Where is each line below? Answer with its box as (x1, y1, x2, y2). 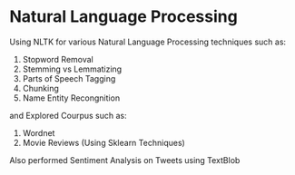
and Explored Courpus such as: (9, 110, 127, 121)
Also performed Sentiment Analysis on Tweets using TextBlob (9, 154, 241, 165)
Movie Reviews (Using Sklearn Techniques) (22, 137, 186, 148)
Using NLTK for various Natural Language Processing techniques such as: (9, 36, 287, 47)
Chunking (22, 83, 59, 93)
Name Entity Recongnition (22, 92, 121, 103)
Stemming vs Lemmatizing (22, 63, 123, 74)
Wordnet (22, 127, 55, 138)
